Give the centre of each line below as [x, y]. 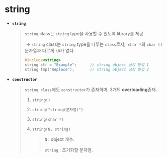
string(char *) [48, 119]
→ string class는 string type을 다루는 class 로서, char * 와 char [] [94, 44]
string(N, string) [51, 129]
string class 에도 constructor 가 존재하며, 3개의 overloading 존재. [91, 90]
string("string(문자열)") [58, 110]
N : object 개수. [60, 139]
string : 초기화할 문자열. [69, 150]
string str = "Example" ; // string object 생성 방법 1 [87, 65]
